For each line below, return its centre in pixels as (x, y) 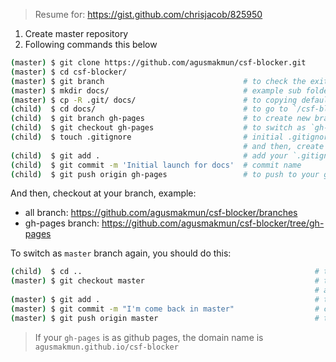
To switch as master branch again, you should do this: (121, 253)
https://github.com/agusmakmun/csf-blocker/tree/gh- (213, 223)
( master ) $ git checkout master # (165, 281)
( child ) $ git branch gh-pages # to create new (160, 119)
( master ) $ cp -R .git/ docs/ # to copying (154, 100)
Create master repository (76, 33)
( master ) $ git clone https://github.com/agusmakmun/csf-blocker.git (158, 63)
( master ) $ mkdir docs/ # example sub (156, 90)
